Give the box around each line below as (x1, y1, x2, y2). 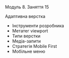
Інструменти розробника (12, 23, 64, 29)
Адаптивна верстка (5, 14, 46, 19)
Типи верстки (12, 33, 41, 39)
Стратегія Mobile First (12, 43, 57, 49)
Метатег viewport (12, 28, 49, 33)
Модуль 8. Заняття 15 (5, 4, 50, 10)
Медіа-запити (12, 38, 41, 44)
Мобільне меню (12, 48, 45, 54)
